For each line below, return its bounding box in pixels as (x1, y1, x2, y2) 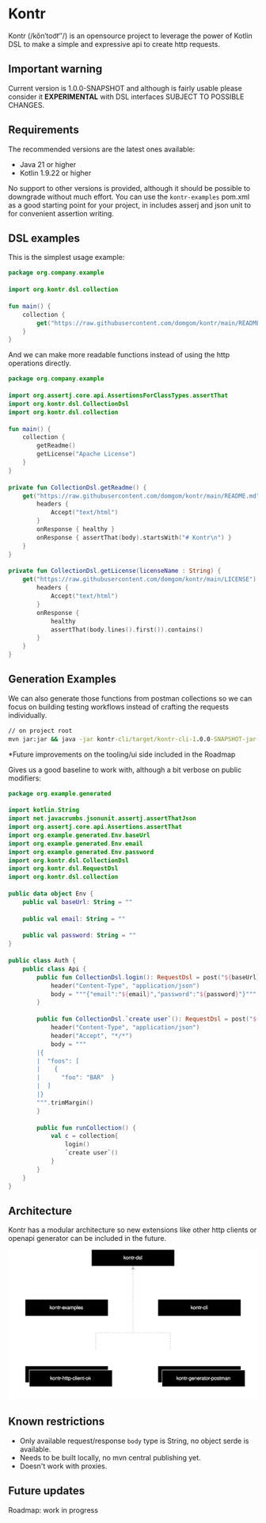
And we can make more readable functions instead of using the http (8, 350, 230, 360)
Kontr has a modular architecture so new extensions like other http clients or (8, 1225, 257, 1235)
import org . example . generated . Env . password (8, 848, 154, 856)
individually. (8, 710, 47, 720)
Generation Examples (8, 673, 117, 686)
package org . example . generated (8, 789, 112, 797)
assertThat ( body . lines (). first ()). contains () (50, 625, 203, 634)
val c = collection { (50, 1132, 119, 1140)
